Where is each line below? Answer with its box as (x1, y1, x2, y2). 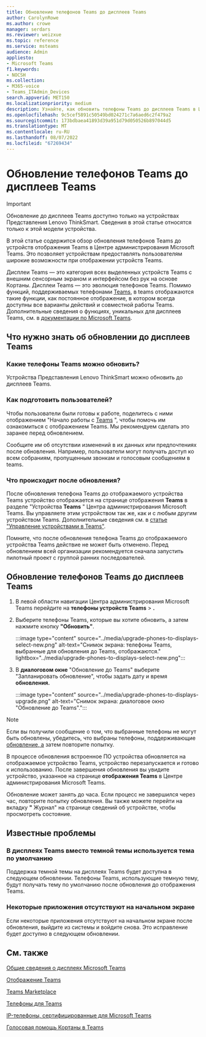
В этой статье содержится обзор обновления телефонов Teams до (6, 237, 181, 244)
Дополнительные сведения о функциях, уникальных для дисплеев (6, 308, 181, 315)
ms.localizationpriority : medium (6, 100, 92, 106)
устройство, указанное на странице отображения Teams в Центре (6, 772, 183, 780)
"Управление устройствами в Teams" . (6, 522, 106, 530)
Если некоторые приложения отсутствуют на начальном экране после (6, 917, 193, 924)
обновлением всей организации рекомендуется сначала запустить (6, 547, 184, 554)
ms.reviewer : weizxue (6, 32, 62, 38)
